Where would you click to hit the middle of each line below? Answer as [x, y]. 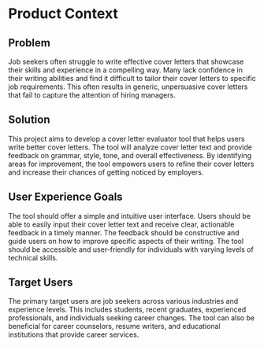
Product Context [63, 14]
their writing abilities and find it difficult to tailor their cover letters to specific [132, 78]
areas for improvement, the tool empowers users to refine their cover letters [131, 164]
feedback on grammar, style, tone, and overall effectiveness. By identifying [130, 155]
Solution [29, 120]
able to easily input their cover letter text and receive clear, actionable [121, 224]
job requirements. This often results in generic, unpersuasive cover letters [128, 87]
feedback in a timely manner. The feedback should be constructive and [124, 232]
